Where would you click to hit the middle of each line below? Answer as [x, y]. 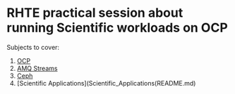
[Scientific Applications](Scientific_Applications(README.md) [106, 83]
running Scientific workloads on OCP [117, 28]
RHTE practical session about [95, 13]
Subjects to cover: [33, 47]
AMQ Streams [37, 68]
